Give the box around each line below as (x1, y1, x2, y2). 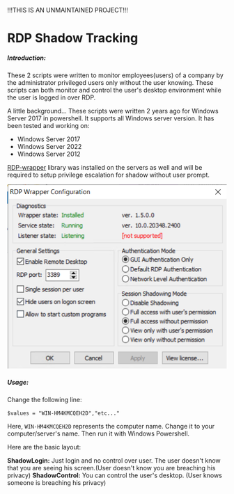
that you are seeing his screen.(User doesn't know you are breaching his (7, 464, 216, 472)
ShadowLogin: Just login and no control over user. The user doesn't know (7, 456, 221, 465)
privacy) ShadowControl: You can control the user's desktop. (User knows (7, 471, 223, 479)
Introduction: (7, 54, 47, 62)
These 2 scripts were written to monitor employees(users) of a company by (7, 71, 224, 79)
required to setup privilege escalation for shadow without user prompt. (7, 170, 210, 180)
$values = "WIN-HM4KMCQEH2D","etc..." (7, 410, 120, 417)
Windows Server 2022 (17, 143, 82, 151)
